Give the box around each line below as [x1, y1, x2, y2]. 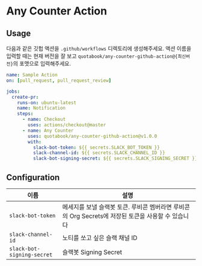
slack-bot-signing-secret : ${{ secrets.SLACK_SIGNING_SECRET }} [32, 155, 198, 162]
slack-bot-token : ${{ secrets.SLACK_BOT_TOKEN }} [32, 144, 161, 150]
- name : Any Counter [22, 128, 74, 134]
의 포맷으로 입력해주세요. [13, 60, 71, 67]
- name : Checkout [22, 116, 66, 123]
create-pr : [11, 94, 39, 100]
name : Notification [17, 105, 66, 111]
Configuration [6, 172, 60, 182]
